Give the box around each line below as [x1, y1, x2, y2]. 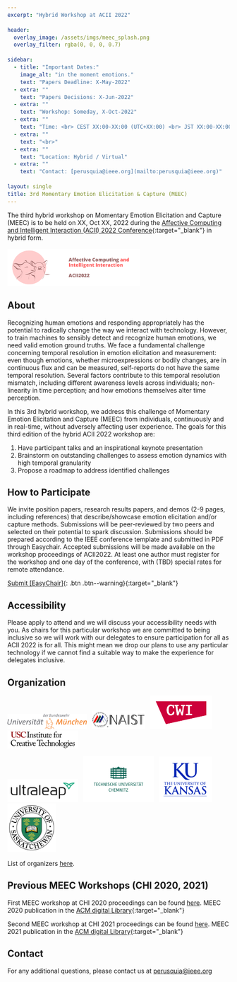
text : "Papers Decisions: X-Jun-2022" [20, 93, 134, 100]
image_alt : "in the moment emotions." [20, 71, 134, 78]
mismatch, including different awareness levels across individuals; [7, 379, 200, 387]
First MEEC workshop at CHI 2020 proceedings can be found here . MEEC [7, 899, 221, 907]
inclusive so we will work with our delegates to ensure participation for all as [7, 633, 229, 642]
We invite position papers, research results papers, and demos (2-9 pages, [7, 505, 226, 514]
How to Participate [7, 487, 90, 499]
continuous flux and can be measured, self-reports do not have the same [7, 363, 220, 371]
